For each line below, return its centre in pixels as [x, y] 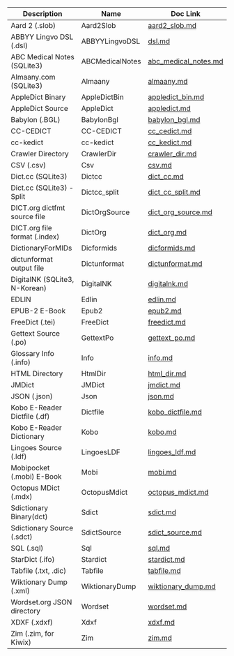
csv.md [160, 165]
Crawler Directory [40, 154]
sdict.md [162, 512]
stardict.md [166, 559]
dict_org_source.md [180, 212]
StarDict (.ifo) [33, 559]
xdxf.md [162, 622]
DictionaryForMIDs [41, 248]
